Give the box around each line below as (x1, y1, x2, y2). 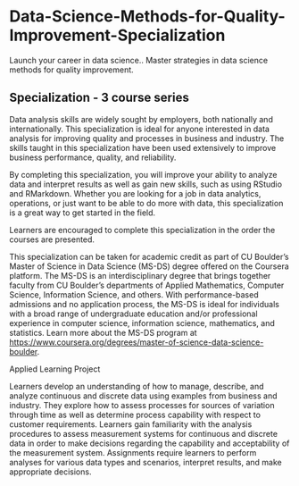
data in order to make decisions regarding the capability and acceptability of (9, 438, 290, 448)
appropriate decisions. (9, 466, 92, 477)
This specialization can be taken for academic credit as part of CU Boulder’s (9, 251, 289, 262)
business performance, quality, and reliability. (9, 152, 177, 163)
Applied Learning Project (9, 364, 101, 374)
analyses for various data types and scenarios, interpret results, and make (9, 457, 283, 467)
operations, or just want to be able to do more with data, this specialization (9, 197, 284, 208)
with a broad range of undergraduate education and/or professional (9, 308, 258, 319)
